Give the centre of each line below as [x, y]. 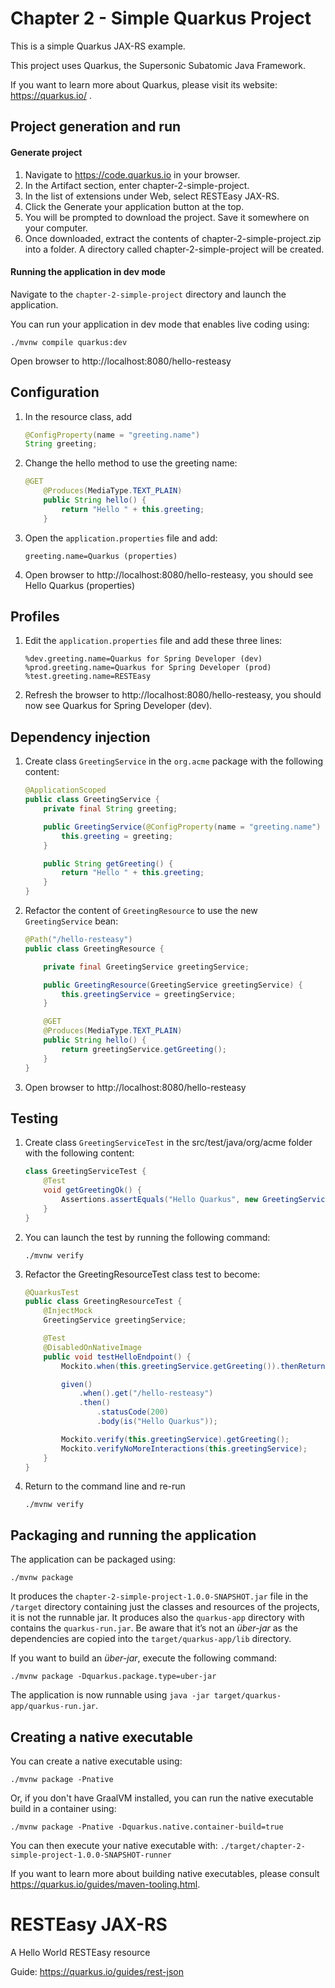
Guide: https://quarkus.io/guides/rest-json [97, 1972]
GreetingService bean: [71, 921]
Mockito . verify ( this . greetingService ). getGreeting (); [175, 1439]
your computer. [56, 228]
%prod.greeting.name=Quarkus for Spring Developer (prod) [148, 668]
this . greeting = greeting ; [117, 836]
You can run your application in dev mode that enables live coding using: [160, 324]
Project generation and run [96, 127]
